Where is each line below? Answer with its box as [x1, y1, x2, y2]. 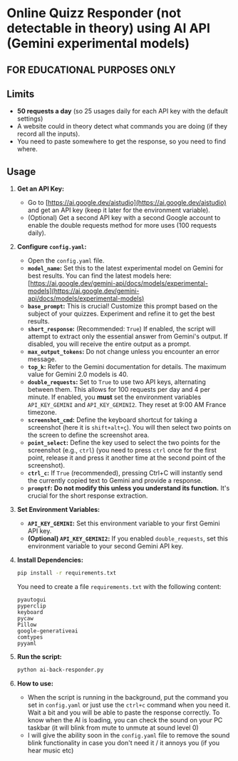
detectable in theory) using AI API [6, 20, 211, 36]
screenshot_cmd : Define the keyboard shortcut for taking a [27, 415, 197, 424]
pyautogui [16, 596, 47, 604]
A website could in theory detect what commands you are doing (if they [16, 122, 228, 131]
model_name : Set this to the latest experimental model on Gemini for [27, 264, 224, 273]
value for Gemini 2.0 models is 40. [27, 370, 129, 379]
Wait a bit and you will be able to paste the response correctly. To [27, 708, 220, 717]
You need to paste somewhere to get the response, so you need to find [16, 137, 226, 146]
